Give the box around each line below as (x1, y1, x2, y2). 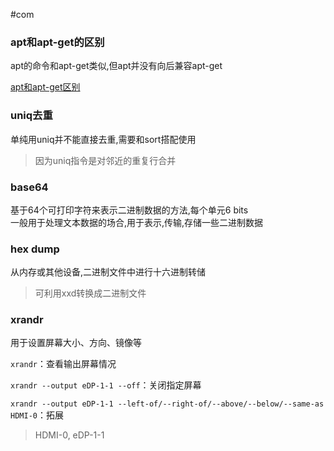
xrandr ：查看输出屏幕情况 (10, 358, 117, 370)
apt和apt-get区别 (10, 81, 81, 93)
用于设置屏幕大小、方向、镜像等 (10, 337, 142, 349)
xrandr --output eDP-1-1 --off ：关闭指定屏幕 (10, 379, 202, 391)
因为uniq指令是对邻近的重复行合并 (34, 154, 177, 166)
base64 (10, 180, 49, 194)
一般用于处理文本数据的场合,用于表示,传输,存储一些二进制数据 (10, 216, 264, 228)
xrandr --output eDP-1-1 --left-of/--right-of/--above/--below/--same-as (10, 399, 325, 409)
